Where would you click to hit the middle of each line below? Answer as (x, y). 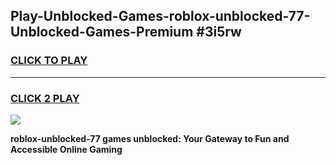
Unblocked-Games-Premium (102, 32)
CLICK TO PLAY (49, 61)
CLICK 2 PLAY (45, 98)
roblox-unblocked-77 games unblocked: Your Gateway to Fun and (150, 138)
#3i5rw (219, 32)
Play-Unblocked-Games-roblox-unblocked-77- (160, 16)
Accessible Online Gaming (66, 149)
